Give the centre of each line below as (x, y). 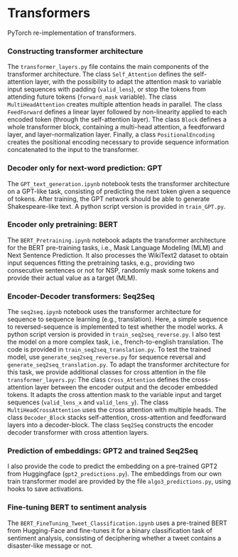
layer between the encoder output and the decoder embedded (126, 387)
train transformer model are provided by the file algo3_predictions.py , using (119, 482)
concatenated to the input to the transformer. (73, 150)
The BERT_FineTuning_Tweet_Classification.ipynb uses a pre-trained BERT (117, 523)
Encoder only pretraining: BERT (63, 225)
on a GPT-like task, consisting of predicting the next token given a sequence (119, 191)
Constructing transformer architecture (75, 51)
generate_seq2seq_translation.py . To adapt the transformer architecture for (118, 364)
